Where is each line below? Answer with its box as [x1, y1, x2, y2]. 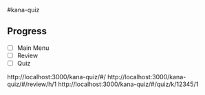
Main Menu [17, 44, 50, 52]
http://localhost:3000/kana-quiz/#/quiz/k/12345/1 [58, 80, 199, 88]
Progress [7, 25, 47, 37]
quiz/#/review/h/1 [7, 80, 57, 88]
